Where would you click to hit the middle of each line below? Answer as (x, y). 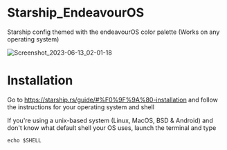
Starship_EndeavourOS (76, 13)
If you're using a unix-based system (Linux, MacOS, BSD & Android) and (110, 120)
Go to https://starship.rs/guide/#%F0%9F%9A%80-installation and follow (112, 100)
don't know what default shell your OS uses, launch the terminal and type (112, 128)
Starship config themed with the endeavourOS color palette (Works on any (113, 32)
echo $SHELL (24, 140)
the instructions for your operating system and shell (81, 107)
